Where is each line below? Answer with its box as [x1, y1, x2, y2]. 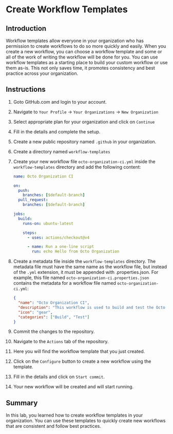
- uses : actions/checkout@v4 [27, 235, 90, 240]
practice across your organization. [6, 70, 79, 76]
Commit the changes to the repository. [13, 328, 95, 334]
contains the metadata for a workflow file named [13, 280, 116, 286]
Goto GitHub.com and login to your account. [13, 98, 107, 105]
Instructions [6, 85, 46, 94]
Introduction [6, 24, 47, 33]
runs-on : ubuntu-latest [23, 221, 73, 226]
